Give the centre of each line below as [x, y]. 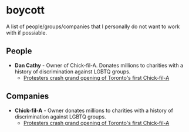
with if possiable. [27, 32]
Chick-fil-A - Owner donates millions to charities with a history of [94, 110]
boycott [26, 10]
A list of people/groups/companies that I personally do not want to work [93, 26]
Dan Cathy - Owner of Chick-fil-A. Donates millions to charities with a [99, 65]
